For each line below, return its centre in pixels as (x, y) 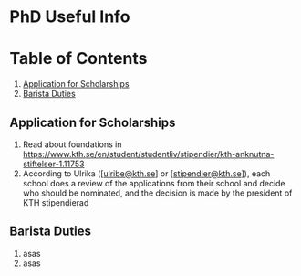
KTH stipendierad (56, 202)
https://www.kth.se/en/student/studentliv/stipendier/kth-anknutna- (148, 154)
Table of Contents (78, 59)
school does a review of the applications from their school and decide (154, 183)
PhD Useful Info (70, 17)
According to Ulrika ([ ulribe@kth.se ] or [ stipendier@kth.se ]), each (146, 173)
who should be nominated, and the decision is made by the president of (157, 193)
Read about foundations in (72, 144)
